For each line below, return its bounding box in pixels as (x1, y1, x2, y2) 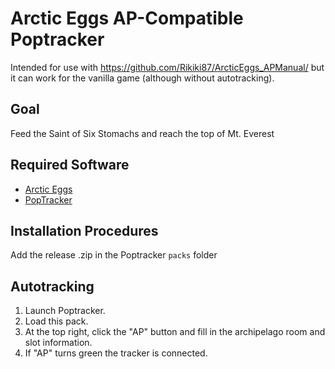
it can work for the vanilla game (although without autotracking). (10, 72, 275, 84)
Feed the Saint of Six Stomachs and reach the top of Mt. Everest (10, 127, 275, 139)
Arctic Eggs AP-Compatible (10, 7, 244, 30)
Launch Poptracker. (24, 305, 106, 317)
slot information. (24, 337, 93, 349)
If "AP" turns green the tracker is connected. (24, 347, 208, 359)
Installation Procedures (10, 222, 159, 239)
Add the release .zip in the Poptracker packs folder (10, 249, 218, 261)
